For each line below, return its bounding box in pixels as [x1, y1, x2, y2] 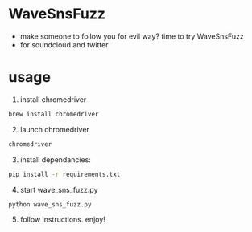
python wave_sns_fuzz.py [8, 200, 92, 209]
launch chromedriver [19, 124, 90, 134]
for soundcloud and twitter [19, 39, 109, 49]
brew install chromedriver [8, 110, 99, 118]
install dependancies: [19, 154, 91, 165]
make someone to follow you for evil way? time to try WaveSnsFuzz [19, 31, 244, 41]
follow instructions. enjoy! [19, 214, 106, 225]
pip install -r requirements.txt [8, 170, 121, 178]
